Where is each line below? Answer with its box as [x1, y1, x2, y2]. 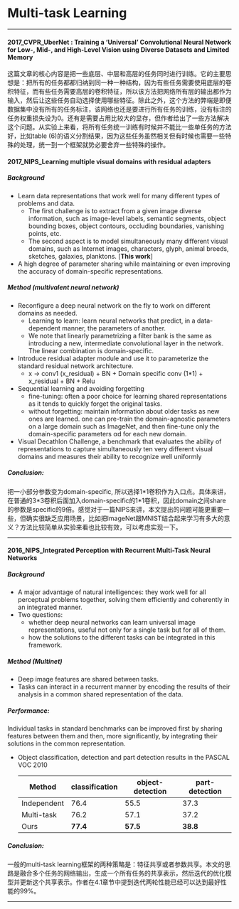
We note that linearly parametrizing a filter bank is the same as [28, 331, 212, 340]
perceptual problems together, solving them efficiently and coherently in [17, 596, 230, 604]
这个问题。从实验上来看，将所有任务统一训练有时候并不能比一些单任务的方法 [7, 123, 232, 131]
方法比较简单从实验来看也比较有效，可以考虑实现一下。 [19, 522, 182, 531]
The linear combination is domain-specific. [28, 346, 154, 355]
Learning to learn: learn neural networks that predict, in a [28, 316, 196, 325]
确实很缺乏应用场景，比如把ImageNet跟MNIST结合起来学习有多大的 [26, 514, 224, 522]
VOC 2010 [17, 760, 48, 769]
